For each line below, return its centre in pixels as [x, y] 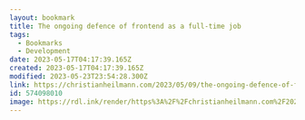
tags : [20, 34]
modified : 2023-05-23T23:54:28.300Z [79, 77]
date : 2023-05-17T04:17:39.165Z [70, 60]
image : [22, 102]
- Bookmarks [40, 43]
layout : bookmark [42, 18]
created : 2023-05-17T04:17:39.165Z [77, 69]
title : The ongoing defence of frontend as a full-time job [126, 26]
